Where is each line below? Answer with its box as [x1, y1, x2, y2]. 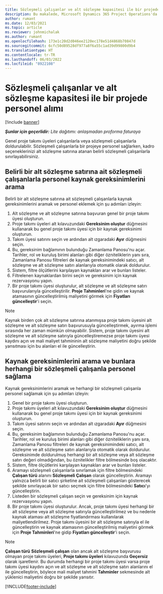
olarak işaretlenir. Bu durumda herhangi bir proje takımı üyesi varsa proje [5, 558, 150, 564]
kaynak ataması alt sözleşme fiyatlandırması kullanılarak [12, 514, 124, 520]
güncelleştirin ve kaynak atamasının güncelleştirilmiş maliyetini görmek [12, 524, 154, 530]
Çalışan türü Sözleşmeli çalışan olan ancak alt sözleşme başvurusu [5, 548, 142, 554]
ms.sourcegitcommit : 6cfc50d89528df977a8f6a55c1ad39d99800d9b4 [5, 43, 136, 48]
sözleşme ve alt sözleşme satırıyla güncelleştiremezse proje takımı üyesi [5, 333, 149, 338]
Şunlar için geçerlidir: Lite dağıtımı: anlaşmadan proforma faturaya [5, 129, 141, 134]
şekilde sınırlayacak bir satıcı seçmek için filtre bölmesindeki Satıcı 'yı [12, 483, 150, 488]
